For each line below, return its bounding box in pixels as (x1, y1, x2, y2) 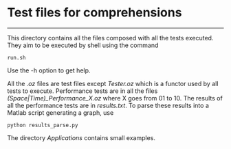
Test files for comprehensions (7, 5, 182, 21)
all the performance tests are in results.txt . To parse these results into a (7, 101, 210, 109)
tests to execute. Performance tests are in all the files (7, 87, 158, 95)
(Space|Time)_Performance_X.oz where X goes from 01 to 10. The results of (7, 94, 223, 102)
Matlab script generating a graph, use (7, 108, 114, 117)
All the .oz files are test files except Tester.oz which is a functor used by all (7, 79, 219, 87)
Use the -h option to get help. (7, 66, 91, 74)
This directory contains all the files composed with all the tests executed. (7, 33, 214, 42)
